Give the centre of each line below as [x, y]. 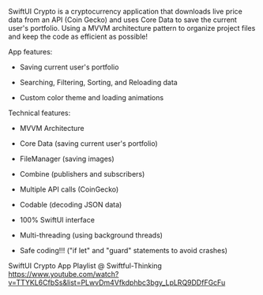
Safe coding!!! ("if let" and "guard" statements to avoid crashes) [123, 250]
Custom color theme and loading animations [92, 97]
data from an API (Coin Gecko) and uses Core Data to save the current [122, 20]
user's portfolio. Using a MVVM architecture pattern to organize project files [132, 28]
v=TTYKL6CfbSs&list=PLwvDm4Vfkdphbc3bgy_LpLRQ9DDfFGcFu [117, 282]
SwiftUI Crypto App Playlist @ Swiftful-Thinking [85, 266]
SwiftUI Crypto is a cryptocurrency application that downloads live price [125, 11]
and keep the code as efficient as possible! [78, 36]
